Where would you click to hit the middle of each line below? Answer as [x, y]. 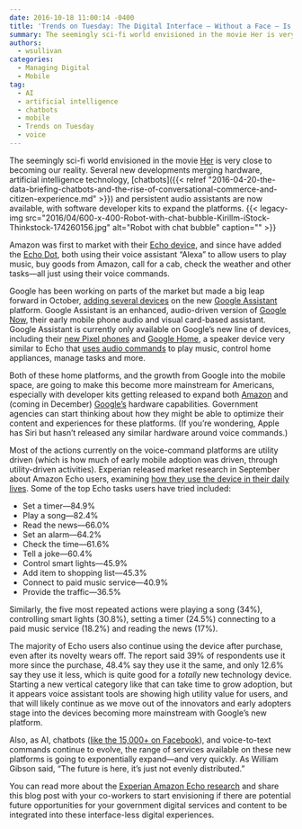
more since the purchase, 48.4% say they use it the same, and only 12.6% [147, 665]
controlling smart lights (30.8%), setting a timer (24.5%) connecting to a [142, 618]
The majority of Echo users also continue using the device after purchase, [146, 645]
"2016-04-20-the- [242, 179]
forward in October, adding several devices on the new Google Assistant [143, 300]
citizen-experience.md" [53, 198]
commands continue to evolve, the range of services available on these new [151, 749]
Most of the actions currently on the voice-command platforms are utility [144, 450]
